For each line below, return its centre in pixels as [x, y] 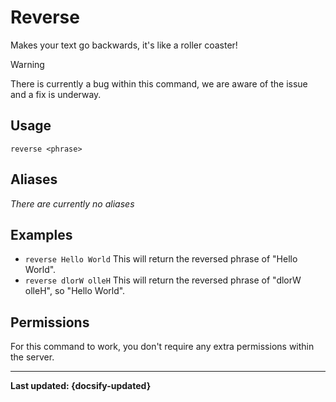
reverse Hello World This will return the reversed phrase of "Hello [161, 259]
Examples [41, 234]
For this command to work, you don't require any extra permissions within [162, 347]
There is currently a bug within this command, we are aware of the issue [159, 83]
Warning [27, 64]
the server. [32, 357]
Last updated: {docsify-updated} [81, 386]
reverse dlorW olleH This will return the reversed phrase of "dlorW [163, 280]
